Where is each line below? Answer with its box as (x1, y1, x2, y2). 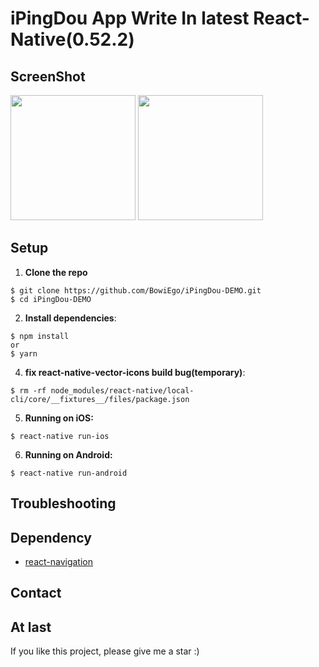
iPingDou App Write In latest (10, 7, 250, 30)
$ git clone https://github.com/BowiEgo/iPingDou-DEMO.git (10, 285, 262, 296)
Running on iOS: (24, 412, 94, 424)
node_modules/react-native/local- (50, 385, 195, 396)
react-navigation (24, 556, 94, 568)
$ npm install (10, 331, 70, 341)
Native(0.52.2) (10, 28, 135, 51)
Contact (10, 585, 62, 602)
